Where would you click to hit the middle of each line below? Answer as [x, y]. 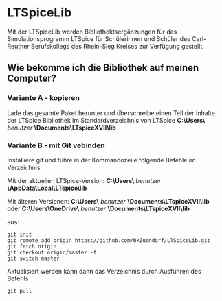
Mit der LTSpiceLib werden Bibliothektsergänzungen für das [92, 32]
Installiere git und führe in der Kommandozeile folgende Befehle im [101, 160]
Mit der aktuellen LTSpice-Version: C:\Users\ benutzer [84, 180]
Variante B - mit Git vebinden [56, 145]
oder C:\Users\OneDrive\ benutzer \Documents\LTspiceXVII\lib [99, 208]
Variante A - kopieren [44, 98]
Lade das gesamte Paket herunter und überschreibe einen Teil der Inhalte [111, 113]
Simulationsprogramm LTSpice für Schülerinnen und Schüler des [99, 38]
